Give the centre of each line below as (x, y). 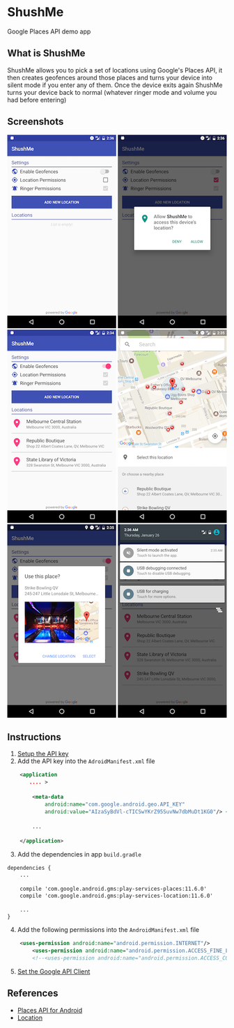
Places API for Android (50, 1010)
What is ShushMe (46, 53)
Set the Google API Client (54, 971)
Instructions (34, 737)
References (33, 994)
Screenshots (36, 122)
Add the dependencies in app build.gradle (79, 854)
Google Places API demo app (49, 31)
